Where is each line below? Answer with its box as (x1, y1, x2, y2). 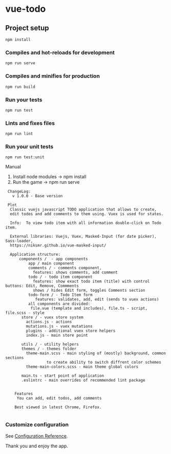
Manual (5, 164, 22, 170)
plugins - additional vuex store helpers (26, 328, 116, 334)
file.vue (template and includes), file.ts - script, (30, 306, 147, 311)
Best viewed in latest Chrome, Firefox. (14, 405, 102, 410)
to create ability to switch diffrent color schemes (46, 360, 161, 365)
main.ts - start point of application (21, 373, 104, 379)
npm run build (5, 84, 36, 89)
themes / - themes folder (21, 346, 77, 352)
